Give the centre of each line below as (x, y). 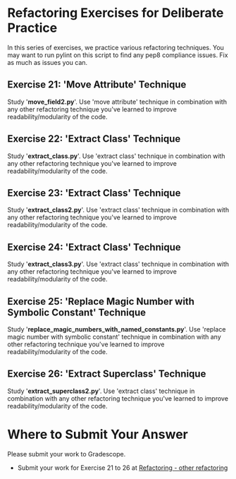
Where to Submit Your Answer (98, 435)
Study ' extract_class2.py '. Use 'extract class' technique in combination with (118, 210)
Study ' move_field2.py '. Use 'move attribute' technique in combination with (117, 102)
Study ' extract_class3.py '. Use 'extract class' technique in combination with (118, 264)
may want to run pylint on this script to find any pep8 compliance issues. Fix (118, 55)
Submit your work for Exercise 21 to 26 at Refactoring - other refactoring (123, 468)
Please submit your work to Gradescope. (67, 454)
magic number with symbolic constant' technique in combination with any (114, 337)
